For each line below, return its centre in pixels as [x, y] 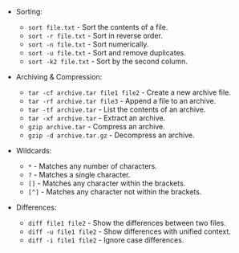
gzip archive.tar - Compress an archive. [97, 126]
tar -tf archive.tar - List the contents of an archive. [117, 109]
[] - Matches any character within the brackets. [107, 183]
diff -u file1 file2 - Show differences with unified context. [129, 231]
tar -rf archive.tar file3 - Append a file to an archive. [122, 101]
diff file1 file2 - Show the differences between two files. [127, 223]
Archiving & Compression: [59, 77]
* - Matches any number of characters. [93, 166]
